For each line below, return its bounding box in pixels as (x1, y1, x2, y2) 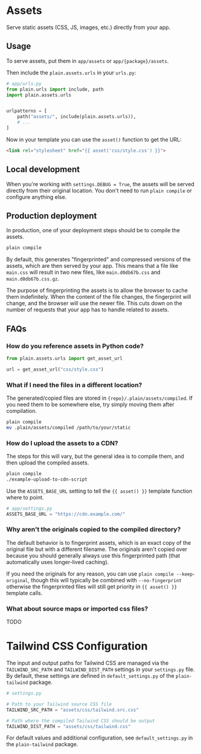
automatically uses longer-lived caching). (6, 558, 109, 565)
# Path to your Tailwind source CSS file (6, 701, 112, 707)
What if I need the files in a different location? (6, 380, 142, 389)
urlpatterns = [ (6, 108, 47, 114)
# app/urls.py (6, 80, 42, 86)
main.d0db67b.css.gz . (6, 275, 60, 282)
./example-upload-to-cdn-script (6, 476, 88, 483)
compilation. (6, 407, 37, 414)
